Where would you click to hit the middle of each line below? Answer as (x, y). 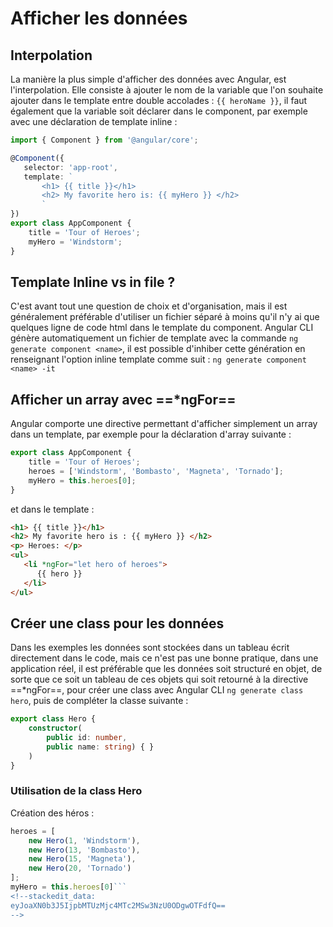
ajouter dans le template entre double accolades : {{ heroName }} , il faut (159, 100)
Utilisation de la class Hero (76, 791)
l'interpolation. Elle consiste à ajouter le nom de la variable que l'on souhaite (167, 90)
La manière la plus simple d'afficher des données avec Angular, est (148, 79)
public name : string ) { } (100, 747)
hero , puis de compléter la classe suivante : (99, 701)
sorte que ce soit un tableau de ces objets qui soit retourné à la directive (159, 679)
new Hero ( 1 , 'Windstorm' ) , (84, 840)
